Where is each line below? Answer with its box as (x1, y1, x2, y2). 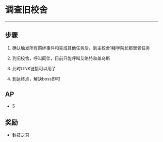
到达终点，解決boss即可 (12, 76, 61, 81)
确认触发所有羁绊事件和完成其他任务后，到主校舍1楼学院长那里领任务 (12, 45, 150, 51)
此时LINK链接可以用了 (12, 65, 56, 71)
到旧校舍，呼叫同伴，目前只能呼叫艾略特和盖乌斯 (12, 55, 110, 61)
